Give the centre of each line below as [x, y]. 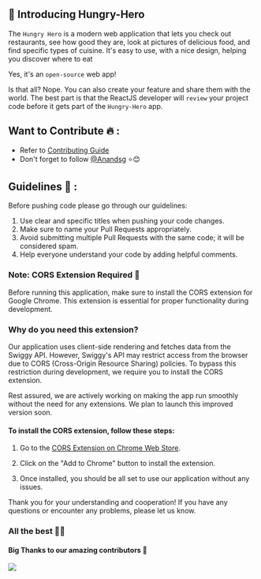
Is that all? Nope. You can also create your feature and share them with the [129, 89]
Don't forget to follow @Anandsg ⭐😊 [80, 159]
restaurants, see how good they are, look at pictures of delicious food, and [129, 42]
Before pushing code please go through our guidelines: [98, 205]
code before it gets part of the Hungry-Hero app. [86, 106]
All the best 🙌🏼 [37, 532]
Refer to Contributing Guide [64, 150]
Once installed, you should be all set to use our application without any [134, 479]
